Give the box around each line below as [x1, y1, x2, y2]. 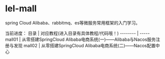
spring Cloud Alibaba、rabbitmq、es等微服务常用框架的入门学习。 [5, 20, 140, 26]
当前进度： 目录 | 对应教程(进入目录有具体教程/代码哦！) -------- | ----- [5, 30, 150, 36]
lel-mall [5, 3, 37, 14]
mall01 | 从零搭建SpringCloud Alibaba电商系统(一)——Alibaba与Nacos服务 [5, 36, 156, 42]
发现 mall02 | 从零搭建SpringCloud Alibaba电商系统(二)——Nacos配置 [13, 42, 156, 48]
